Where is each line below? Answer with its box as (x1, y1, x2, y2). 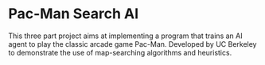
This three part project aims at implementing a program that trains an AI (8, 31, 243, 40)
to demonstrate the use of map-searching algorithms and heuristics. (8, 48, 232, 57)
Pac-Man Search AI (8, 5, 139, 23)
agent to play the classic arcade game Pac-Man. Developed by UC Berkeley (8, 39, 257, 48)
